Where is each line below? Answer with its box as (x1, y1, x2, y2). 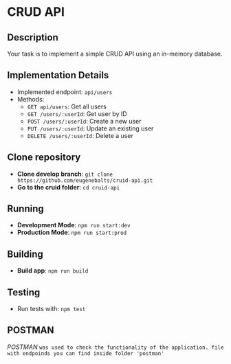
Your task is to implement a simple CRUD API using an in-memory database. (7, 49, 223, 58)
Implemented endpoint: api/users (16, 87, 113, 96)
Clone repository (7, 152, 81, 163)
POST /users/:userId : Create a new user (27, 117, 142, 125)
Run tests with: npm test (16, 305, 86, 313)
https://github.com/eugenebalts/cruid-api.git (16, 177, 153, 184)
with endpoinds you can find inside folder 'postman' (7, 350, 165, 357)
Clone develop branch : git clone (16, 170, 113, 178)
